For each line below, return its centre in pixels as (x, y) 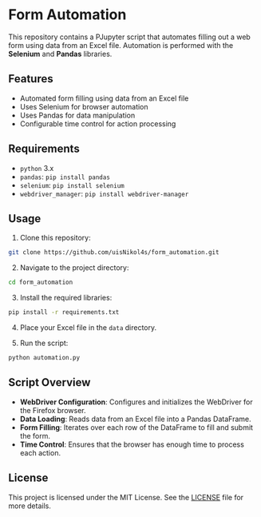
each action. (40, 452)
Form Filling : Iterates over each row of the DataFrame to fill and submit (136, 427)
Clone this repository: (55, 238)
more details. (30, 506)
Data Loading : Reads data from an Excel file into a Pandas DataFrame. (135, 419)
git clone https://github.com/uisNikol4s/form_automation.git (114, 253)
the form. (35, 435)
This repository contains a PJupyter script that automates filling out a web (130, 37)
